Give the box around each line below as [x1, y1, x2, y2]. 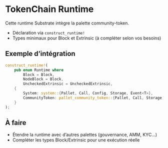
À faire [5, 118, 26, 127]
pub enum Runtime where [14, 67, 64, 72]
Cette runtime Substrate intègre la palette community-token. [5, 20, 129, 26]
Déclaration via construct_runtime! [12, 29, 85, 35]
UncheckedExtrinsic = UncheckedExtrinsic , [23, 81, 113, 86]
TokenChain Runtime [5, 3, 94, 15]
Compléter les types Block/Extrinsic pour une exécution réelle [12, 137, 140, 143]
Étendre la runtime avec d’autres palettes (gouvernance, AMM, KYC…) [12, 131, 157, 138]
